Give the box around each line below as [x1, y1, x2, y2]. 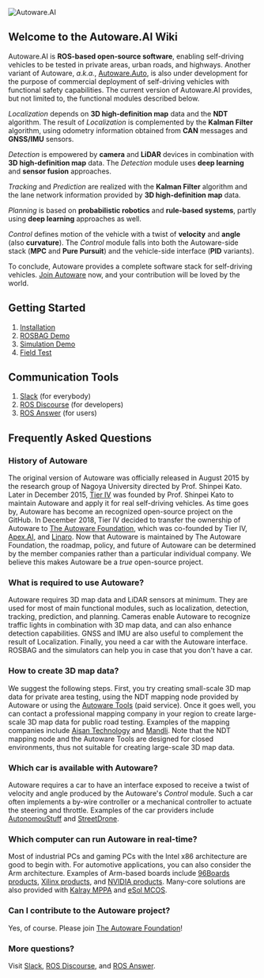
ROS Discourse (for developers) [19, 400, 124, 410]
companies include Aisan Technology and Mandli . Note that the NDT [8, 725, 231, 735]
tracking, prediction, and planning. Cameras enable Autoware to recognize [8, 612, 251, 621]
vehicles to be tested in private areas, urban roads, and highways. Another [8, 59, 251, 69]
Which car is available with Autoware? [8, 762, 158, 773]
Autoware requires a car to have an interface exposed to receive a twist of [8, 781, 250, 790]
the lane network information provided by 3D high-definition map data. [8, 190, 241, 200]
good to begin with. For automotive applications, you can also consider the [8, 860, 251, 869]
